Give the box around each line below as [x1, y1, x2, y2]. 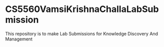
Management [5, 36, 33, 42]
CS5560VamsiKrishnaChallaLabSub [5, 3, 159, 15]
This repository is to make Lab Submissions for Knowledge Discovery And [5, 30, 158, 36]
